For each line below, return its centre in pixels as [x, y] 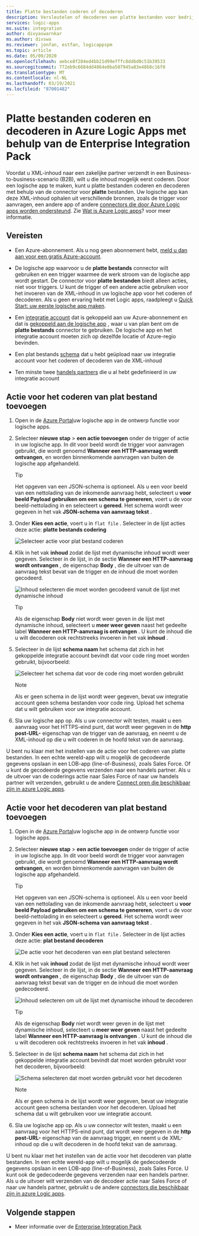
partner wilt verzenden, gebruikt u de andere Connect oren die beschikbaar [98, 783]
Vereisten [24, 236]
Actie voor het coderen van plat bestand [82, 397]
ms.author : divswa [29, 39]
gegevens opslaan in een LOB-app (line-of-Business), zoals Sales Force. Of [98, 764]
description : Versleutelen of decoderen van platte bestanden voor [91, 17]
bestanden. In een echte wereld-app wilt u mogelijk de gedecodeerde [91, 1162]
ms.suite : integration [34, 28]
